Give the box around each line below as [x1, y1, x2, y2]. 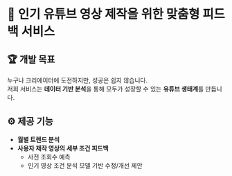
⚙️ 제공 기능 [7, 116, 54, 127]
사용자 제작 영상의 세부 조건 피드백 [17, 143, 109, 152]
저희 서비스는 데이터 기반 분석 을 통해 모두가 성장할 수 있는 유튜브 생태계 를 [7, 85, 204, 93]
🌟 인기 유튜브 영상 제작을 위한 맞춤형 [7, 6, 200, 22]
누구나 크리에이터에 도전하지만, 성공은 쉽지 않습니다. [7, 76, 148, 84]
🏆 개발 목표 [7, 53, 55, 65]
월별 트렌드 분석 [17, 135, 60, 143]
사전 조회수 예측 [27, 152, 71, 161]
